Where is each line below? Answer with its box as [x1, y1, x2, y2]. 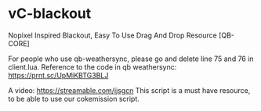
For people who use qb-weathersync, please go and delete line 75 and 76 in [8, 54, 254, 63]
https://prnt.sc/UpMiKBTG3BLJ [8, 70, 109, 80]
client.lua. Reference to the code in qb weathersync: [8, 62, 177, 71]
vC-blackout [8, 5, 92, 23]
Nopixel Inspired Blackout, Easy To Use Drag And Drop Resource [8, 30, 217, 40]
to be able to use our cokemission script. [8, 94, 140, 103]
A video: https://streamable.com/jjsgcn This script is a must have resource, [8, 85, 251, 95]
